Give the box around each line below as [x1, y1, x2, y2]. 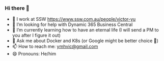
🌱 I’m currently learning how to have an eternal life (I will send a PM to [12, 27, 159, 33]
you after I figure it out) [12, 33, 61, 39]
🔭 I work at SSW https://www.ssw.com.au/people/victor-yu [12, 16, 136, 22]
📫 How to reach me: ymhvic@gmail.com [12, 43, 98, 50]
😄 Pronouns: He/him [12, 51, 57, 57]
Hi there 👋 [5, 5, 30, 12]
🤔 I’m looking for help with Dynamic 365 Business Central [12, 21, 133, 27]
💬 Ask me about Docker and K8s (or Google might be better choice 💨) [12, 38, 159, 44]
